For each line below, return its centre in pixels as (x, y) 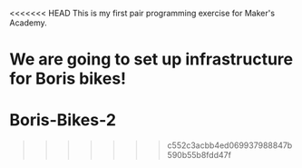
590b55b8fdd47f (199, 155)
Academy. (28, 23)
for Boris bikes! (68, 79)
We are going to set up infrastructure (151, 59)
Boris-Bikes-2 (63, 120)
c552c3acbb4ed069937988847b (230, 145)
